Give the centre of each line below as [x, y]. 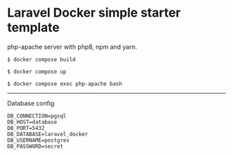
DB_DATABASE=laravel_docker [48, 134]
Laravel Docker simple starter [94, 13]
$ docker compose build [42, 59]
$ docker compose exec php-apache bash [65, 84]
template [34, 27]
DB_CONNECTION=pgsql [37, 116]
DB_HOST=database [32, 122]
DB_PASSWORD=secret [35, 146]
